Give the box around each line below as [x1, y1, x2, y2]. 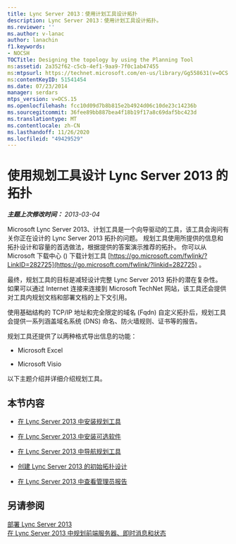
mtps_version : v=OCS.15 [7, 96, 77, 103]
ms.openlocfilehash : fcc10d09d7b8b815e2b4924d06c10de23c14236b [7, 102, 197, 110]
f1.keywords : [7, 43, 46, 50]
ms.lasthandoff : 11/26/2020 [7, 129, 90, 136]
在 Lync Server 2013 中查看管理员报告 [17, 478, 128, 485]
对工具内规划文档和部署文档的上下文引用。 [7, 293, 131, 302]
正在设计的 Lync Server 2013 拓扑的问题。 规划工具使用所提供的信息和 [19, 234, 224, 242]
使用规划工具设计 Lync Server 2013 [7, 167, 213, 184]
